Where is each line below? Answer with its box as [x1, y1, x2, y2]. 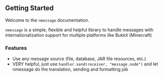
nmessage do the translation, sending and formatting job [12, 67, 128, 73]
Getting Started [5, 4, 54, 12]
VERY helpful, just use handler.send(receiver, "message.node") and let [12, 61, 159, 67]
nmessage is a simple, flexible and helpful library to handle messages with [5, 27, 154, 33]
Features [5, 44, 27, 51]
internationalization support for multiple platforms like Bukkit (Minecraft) [5, 32, 152, 38]
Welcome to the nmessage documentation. [5, 17, 90, 23]
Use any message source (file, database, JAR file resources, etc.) [12, 56, 146, 62]
